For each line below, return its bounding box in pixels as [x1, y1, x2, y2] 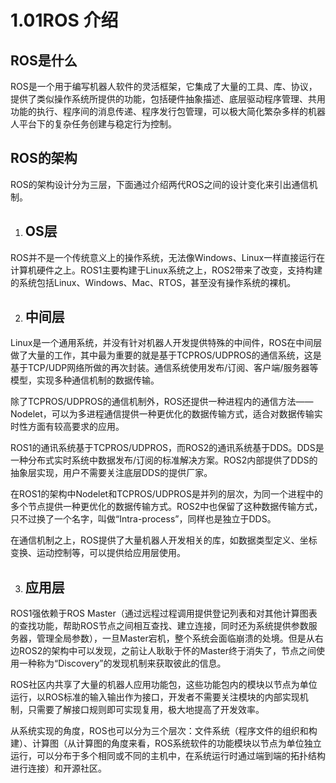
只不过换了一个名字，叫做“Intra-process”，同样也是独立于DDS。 [10, 513, 277, 525]
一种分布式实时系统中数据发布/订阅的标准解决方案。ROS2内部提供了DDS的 [10, 454, 318, 466]
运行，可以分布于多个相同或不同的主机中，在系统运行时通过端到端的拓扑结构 [10, 750, 326, 762]
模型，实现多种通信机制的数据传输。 [10, 374, 160, 386]
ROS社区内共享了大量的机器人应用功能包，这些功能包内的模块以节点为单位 [10, 679, 318, 691]
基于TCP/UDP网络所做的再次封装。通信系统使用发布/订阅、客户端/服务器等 [10, 362, 319, 374]
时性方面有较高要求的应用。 [10, 421, 125, 433]
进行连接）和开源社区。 [10, 762, 107, 775]
